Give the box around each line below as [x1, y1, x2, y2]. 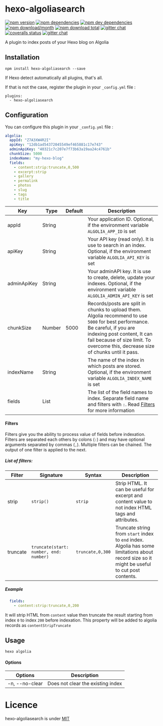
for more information [87, 407, 135, 414]
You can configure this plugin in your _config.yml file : [5, 124, 114, 130]
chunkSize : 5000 [9, 152, 42, 156]
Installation [5, 53, 40, 62]
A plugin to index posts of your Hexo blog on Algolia [5, 39, 109, 45]
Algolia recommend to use [87, 312, 147, 319]
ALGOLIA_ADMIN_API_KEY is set [87, 292, 154, 299]
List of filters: [5, 458, 33, 464]
